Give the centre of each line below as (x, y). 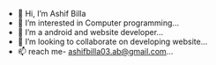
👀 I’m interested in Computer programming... (98, 23)
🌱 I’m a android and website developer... (90, 32)
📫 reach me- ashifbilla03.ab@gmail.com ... (95, 51)
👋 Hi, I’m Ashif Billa (52, 14)
